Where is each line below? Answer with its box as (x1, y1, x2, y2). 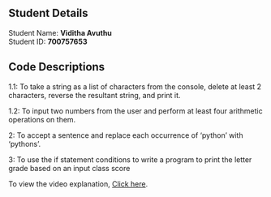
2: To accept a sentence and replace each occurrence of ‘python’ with (8, 130, 243, 140)
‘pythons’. (8, 139, 41, 148)
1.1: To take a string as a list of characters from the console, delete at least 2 (8, 81, 262, 92)
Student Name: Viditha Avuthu (8, 28, 112, 37)
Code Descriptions (8, 60, 105, 74)
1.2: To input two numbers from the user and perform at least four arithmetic (8, 105, 263, 116)
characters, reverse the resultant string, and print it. (8, 90, 181, 100)
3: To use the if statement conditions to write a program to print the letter (8, 154, 252, 165)
